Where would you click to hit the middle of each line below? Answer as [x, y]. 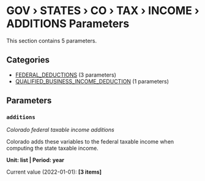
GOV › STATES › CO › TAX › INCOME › [103, 11]
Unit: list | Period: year [35, 160]
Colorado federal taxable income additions [60, 130]
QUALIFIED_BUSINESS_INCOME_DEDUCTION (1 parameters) [92, 81]
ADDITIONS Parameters [68, 24]
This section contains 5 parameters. [51, 40]
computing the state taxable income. [53, 148]
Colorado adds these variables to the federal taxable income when [90, 142]
